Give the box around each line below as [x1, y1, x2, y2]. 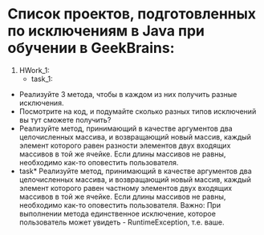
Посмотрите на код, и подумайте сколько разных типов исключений [18, 106, 257, 116]
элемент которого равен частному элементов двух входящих [18, 183, 233, 192]
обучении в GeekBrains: [7, 39, 175, 57]
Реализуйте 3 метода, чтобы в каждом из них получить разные [18, 89, 238, 99]
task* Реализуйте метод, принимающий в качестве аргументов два [18, 166, 252, 176]
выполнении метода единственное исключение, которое [18, 209, 216, 218]
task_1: [30, 74, 53, 83]
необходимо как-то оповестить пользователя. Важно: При [18, 200, 221, 209]
